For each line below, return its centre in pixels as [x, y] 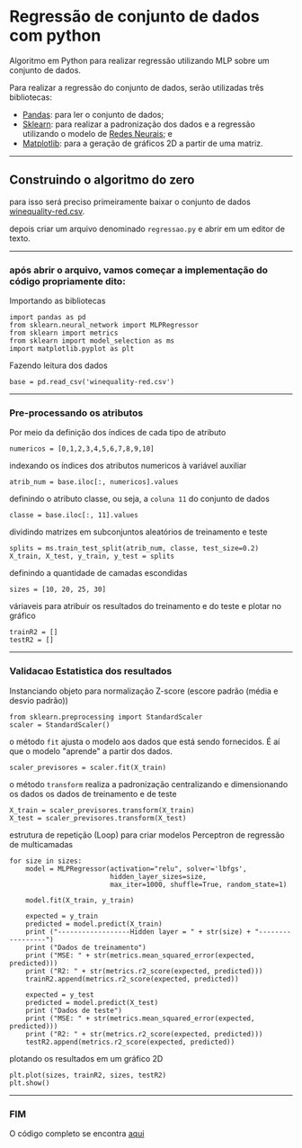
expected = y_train [62, 916]
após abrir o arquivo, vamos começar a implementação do [138, 270]
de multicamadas [41, 844]
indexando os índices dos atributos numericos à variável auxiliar [128, 466]
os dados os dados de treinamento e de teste [93, 794]
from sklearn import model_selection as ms [92, 341]
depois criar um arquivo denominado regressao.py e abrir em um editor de [147, 229]
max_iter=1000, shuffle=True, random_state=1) [198, 884]
